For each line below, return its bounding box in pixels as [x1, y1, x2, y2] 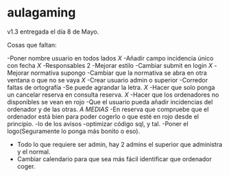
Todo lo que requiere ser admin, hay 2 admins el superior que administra [16, 140, 223, 148]
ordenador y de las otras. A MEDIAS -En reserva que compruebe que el [7, 105, 209, 113]
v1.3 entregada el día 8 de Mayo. [7, 27, 99, 36]
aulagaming [7, 5, 76, 21]
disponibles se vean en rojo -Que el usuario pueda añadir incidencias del [7, 97, 213, 106]
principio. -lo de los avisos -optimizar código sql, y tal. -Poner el [7, 119, 189, 128]
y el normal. [16, 147, 51, 156]
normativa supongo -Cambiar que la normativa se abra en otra [30, 69, 207, 77]
